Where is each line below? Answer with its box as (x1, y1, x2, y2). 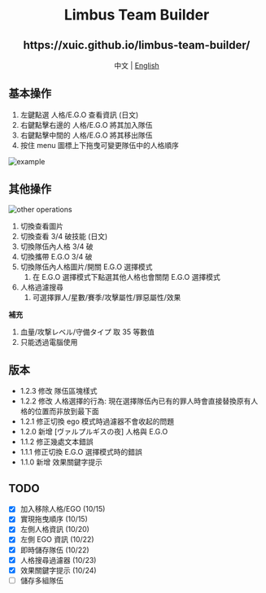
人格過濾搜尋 (20, 282, 63, 292)
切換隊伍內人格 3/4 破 (20, 242, 94, 251)
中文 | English (113, 61, 160, 70)
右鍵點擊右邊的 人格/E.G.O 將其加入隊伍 (20, 120, 153, 129)
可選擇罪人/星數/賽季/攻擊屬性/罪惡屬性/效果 (32, 292, 181, 302)
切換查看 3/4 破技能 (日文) (20, 231, 108, 241)
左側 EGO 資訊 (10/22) (20, 534, 95, 544)
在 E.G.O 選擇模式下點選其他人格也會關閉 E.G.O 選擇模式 (32, 272, 221, 281)
